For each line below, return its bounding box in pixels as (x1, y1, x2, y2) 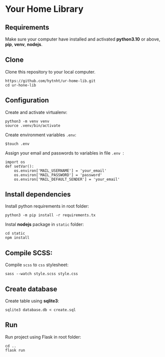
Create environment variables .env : (5, 132, 76, 138)
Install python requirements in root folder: (5, 203, 90, 209)
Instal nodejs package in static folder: (5, 221, 84, 228)
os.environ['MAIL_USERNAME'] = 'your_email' (14, 168, 107, 173)
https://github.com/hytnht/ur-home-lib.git (5, 78, 96, 83)
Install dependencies (5, 190, 71, 198)
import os (5, 159, 26, 164)
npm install (5, 236, 30, 240)
